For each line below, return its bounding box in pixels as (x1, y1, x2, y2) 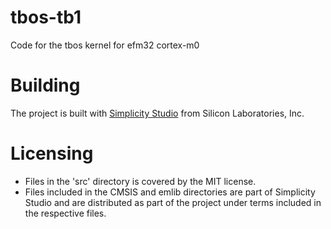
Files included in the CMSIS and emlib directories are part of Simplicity (24, 186, 316, 198)
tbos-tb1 (10, 6, 82, 29)
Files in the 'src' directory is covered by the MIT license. (24, 175, 257, 187)
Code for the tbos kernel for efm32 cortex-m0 (10, 39, 200, 51)
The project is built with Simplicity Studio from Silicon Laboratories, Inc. (10, 107, 305, 119)
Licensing (10, 142, 94, 165)
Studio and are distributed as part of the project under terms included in (24, 196, 322, 208)
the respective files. (24, 207, 107, 219)
